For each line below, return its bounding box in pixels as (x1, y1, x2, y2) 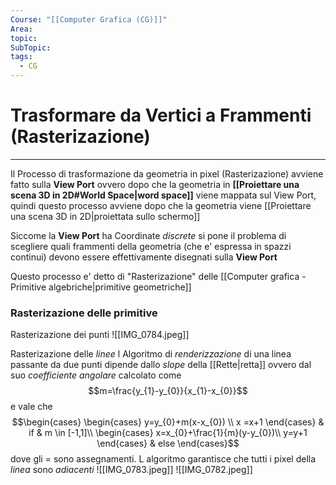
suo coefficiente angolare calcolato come (10, 369, 182, 381)
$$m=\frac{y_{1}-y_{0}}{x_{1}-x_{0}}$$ (88, 385, 248, 397)
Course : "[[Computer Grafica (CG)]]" (10, 14, 168, 25)
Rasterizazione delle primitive (10, 306, 158, 320)
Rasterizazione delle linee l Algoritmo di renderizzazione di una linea (10, 348, 292, 360)
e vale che (10, 401, 53, 413)
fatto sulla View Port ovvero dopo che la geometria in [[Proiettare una (10, 178, 300, 190)
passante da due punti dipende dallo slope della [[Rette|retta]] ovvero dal (10, 359, 312, 371)
